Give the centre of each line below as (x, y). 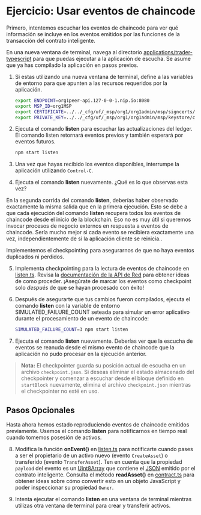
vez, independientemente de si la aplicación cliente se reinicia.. (84, 239)
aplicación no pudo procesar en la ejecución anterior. (81, 354)
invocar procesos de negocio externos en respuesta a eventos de (88, 226)
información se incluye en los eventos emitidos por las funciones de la (93, 34)
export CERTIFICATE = (40, 112)
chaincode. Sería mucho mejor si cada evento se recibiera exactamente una (100, 233)
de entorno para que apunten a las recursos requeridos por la (91, 83)
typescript (19, 58)
